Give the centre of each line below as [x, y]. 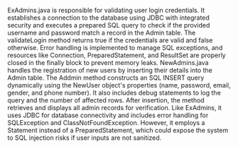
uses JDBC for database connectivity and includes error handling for [108, 115]
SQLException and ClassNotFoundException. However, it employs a [106, 123]
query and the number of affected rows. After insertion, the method [106, 100]
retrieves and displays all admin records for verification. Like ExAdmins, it [115, 108]
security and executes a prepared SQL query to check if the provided [109, 25]
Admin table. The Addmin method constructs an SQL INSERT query [106, 78]
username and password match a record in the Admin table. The [102, 32]
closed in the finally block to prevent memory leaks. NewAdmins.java [108, 62]
